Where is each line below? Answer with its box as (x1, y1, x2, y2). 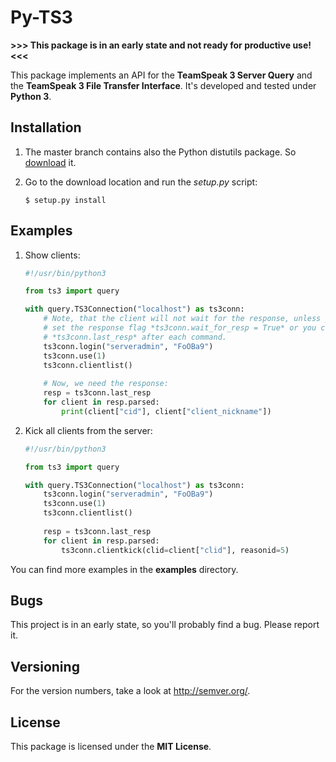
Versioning (10, 658, 80, 675)
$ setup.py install (24, 195, 107, 205)
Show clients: (24, 249, 81, 261)
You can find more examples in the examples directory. (10, 563, 239, 575)
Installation (10, 119, 82, 136)
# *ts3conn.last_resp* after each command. (43, 332, 227, 342)
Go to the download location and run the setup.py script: (24, 176, 258, 188)
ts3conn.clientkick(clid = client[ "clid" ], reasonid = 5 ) (61, 545, 290, 555)
